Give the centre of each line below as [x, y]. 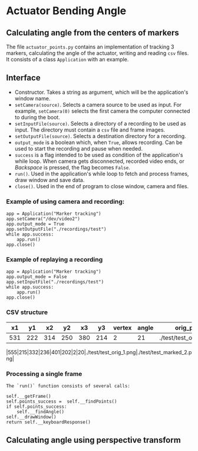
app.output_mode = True [35, 224]
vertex [122, 328]
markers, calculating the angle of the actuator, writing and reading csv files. [98, 53]
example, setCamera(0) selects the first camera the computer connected [102, 111]
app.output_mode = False [37, 277]
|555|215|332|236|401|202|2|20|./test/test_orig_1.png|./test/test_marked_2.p [99, 352]
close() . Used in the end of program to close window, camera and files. [102, 186]
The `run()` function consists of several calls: [68, 386]
